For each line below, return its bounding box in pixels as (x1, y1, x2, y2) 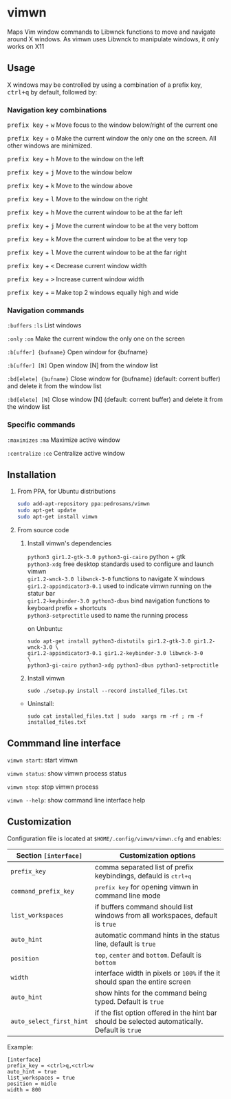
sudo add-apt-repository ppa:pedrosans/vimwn (16, 501, 150, 507)
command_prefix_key (10, 887, 74, 895)
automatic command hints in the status (95, 930, 220, 940)
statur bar (27, 589, 56, 598)
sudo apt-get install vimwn (16, 514, 98, 521)
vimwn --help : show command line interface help (7, 796, 146, 804)
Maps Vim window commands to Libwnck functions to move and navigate (7, 28, 217, 36)
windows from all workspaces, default (95, 910, 218, 920)
